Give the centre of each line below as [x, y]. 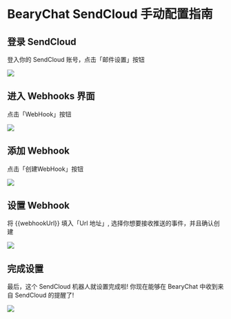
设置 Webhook [39, 206]
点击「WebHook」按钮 [39, 114]
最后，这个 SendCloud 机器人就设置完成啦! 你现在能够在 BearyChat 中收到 [113, 287]
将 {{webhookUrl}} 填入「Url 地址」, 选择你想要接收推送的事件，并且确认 [110, 223]
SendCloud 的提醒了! [44, 295]
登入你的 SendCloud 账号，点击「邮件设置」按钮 [76, 60]
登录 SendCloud [42, 42]
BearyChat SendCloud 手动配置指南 [110, 14]
